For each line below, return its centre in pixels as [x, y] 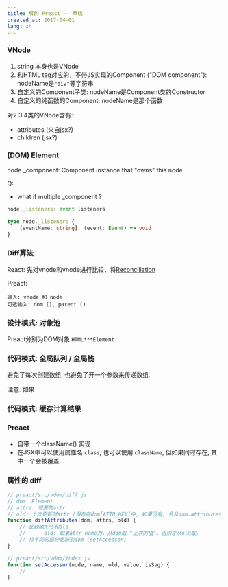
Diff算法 [21, 253]
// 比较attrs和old [44, 527]
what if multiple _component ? [59, 196]
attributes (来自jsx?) [45, 129]
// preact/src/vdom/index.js [49, 558]
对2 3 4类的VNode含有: [40, 115]
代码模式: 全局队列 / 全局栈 [51, 358]
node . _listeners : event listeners [56, 209]
